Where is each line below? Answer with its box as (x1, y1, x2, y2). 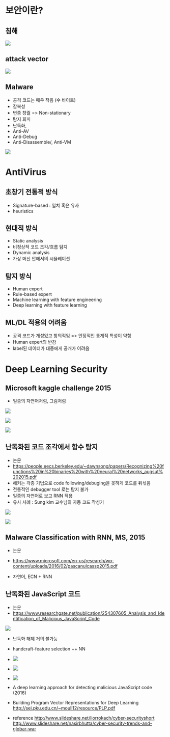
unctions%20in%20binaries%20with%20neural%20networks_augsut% (12, 468, 163, 474)
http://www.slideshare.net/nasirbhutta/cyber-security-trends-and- (12, 720, 153, 726)
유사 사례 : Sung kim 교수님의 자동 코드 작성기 (12, 499, 104, 505)
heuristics (12, 208, 34, 214)
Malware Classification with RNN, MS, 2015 (5, 533, 146, 542)
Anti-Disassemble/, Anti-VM (12, 139, 71, 145)
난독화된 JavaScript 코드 (5, 590, 80, 598)
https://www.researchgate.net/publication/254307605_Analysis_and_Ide (12, 610, 165, 616)
